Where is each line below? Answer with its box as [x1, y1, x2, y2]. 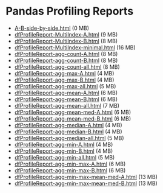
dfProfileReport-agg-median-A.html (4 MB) [14, 121, 122, 128]
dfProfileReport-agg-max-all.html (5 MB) [14, 82, 116, 89]
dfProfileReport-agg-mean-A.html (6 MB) [14, 89, 118, 96]
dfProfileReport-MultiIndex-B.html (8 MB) [14, 37, 118, 44]
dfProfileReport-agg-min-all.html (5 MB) [14, 153, 115, 161]
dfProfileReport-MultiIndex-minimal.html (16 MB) [14, 44, 136, 51]
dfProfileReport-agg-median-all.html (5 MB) [14, 134, 125, 141]
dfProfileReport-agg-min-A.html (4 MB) [14, 141, 113, 148]
